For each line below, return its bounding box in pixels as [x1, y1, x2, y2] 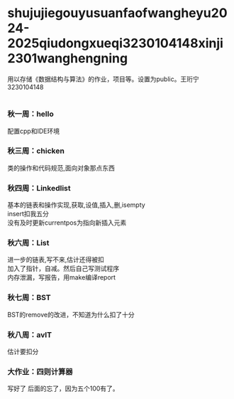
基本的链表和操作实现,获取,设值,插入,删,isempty [7, 201, 145, 209]
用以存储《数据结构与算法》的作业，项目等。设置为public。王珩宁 [7, 75, 200, 83]
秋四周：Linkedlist [7, 183, 71, 193]
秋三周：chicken [7, 146, 65, 156]
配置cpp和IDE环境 [7, 127, 60, 135]
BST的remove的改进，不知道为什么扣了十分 [7, 310, 135, 319]
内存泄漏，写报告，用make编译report [7, 273, 116, 282]
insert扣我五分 [7, 210, 50, 218]
